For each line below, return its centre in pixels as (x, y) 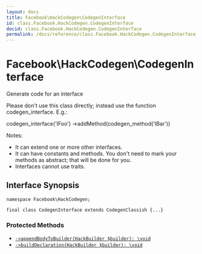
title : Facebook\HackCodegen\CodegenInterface (66, 18)
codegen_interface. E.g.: (37, 112)
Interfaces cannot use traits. (50, 166)
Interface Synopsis (43, 185)
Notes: (15, 135)
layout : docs (23, 12)
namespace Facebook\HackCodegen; (48, 199)
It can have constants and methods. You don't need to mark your (96, 154)
